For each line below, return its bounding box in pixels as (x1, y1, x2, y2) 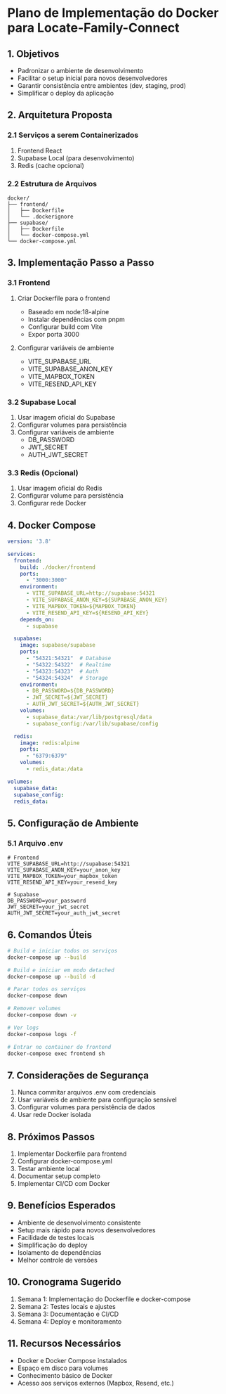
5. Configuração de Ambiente (7, 817, 139, 829)
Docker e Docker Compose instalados (17, 1356, 128, 1364)
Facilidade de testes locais (17, 1233, 95, 1241)
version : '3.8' (7, 538, 52, 546)
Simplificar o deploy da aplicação (17, 89, 114, 97)
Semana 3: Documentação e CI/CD (17, 1310, 119, 1318)
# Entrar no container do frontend (7, 1043, 112, 1050)
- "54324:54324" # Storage (25, 674, 109, 681)
